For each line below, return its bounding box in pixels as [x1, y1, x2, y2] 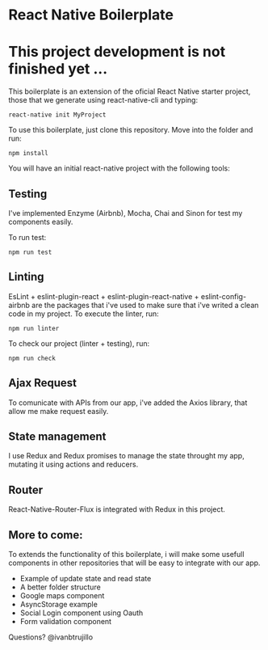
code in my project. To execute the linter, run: [8, 309, 159, 319]
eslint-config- [200, 291, 247, 301]
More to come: [8, 528, 83, 542]
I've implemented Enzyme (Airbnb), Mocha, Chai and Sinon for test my [8, 208, 243, 217]
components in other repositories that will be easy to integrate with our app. [8, 558, 261, 568]
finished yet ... [8, 60, 108, 78]
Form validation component [19, 617, 111, 626]
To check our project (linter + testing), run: [8, 338, 150, 348]
